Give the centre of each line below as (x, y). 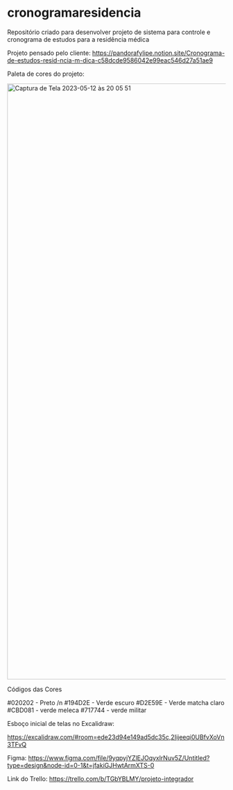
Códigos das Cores (35, 689)
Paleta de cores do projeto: (46, 74)
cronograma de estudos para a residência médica (78, 39)
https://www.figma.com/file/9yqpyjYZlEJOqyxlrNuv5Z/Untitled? (119, 758)
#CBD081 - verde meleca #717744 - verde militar (77, 710)
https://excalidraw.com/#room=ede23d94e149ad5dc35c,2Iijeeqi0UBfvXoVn (116, 737)
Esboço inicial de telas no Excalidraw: (61, 723)
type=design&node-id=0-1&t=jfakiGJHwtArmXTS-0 (81, 765)
